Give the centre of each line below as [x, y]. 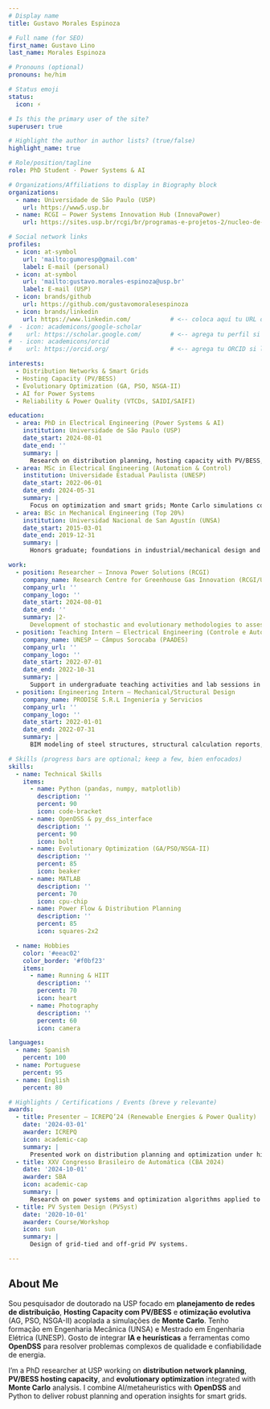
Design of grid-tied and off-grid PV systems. [109, 1245]
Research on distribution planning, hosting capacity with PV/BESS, [147, 461]
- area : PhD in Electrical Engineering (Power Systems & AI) [120, 424]
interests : [27, 364]
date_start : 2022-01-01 [63, 722]
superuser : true [35, 126]
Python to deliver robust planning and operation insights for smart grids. [128, 1396]
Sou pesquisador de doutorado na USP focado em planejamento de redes [132, 1303]
